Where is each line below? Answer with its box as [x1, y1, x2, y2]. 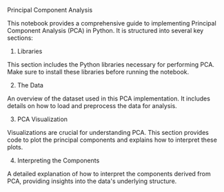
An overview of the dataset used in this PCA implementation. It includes [7, 94, 210, 103]
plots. [7, 143, 23, 151]
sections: [7, 34, 33, 42]
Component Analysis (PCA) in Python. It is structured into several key [7, 27, 204, 34]
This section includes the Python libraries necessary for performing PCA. [7, 61, 215, 68]
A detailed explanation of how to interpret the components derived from [7, 170, 212, 178]
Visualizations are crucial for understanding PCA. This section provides [7, 129, 209, 136]
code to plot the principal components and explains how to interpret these [7, 136, 217, 144]
